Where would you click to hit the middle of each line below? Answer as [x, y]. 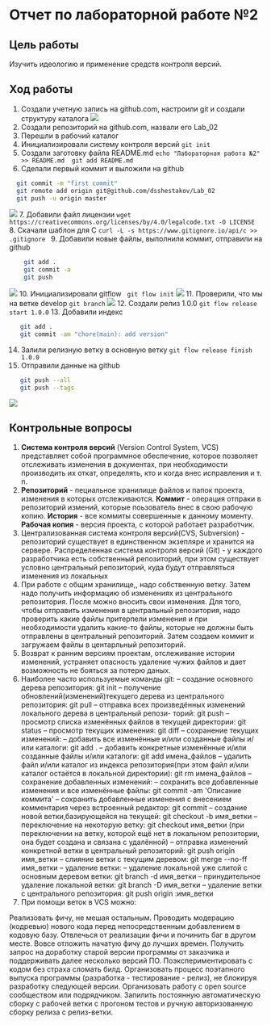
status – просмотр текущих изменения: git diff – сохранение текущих [140, 731]
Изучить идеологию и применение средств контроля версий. [116, 64]
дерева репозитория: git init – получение [91, 687]
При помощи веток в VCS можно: [79, 902]
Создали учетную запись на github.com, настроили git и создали [133, 109]
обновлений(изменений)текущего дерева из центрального [123, 696]
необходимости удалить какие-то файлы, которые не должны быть [137, 628]
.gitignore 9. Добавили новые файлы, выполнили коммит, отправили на [136, 239]
